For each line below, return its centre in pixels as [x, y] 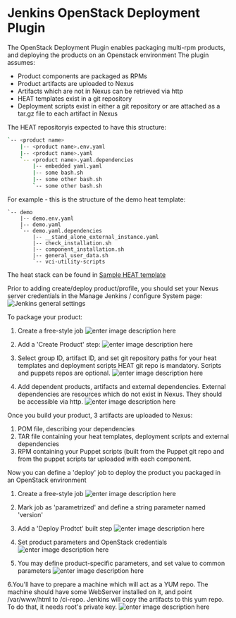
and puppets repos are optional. [64, 373]
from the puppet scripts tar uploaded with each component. [104, 459]
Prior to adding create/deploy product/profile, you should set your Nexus [113, 288]
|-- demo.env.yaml [47, 218]
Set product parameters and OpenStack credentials [92, 542]
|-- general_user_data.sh [71, 255]
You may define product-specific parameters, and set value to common [121, 563]
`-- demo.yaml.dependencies [61, 230]
